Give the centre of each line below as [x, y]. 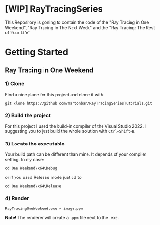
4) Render [17, 198]
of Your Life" [18, 32]
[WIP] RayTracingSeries [54, 9]
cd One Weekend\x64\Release [33, 186]
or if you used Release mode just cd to [43, 177]
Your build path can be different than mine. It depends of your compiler [76, 154]
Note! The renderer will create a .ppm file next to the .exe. [62, 217]
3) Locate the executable [35, 144]
